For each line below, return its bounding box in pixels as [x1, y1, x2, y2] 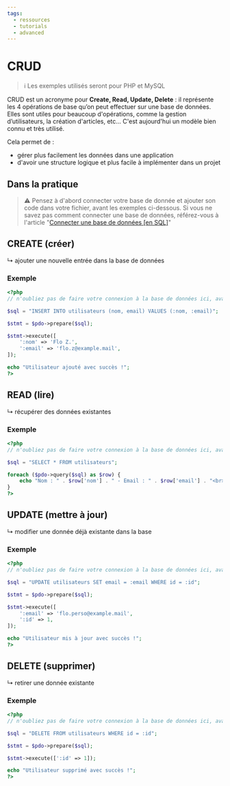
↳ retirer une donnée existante [7, 678, 94, 687]
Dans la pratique [7, 178, 79, 190]
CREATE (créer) [7, 238, 75, 250]
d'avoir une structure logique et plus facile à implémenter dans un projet [16, 158, 221, 167]
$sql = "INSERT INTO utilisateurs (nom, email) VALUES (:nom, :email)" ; [7, 308, 219, 315]
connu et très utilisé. [7, 125, 65, 133]
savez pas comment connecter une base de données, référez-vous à [23, 211, 219, 219]
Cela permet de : [7, 138, 55, 146]
